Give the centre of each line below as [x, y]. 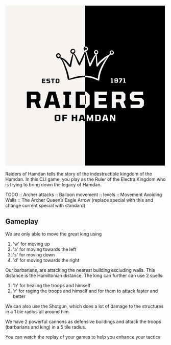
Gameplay [22, 221]
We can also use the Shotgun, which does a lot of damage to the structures [84, 306]
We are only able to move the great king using [54, 234]
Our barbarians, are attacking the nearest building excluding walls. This [80, 270]
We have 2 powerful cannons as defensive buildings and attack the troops [83, 321]
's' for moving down [34, 254]
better [19, 296]
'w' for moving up [31, 244]
